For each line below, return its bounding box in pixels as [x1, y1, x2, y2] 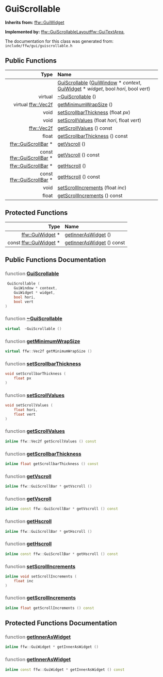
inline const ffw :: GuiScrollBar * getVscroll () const [5, 507, 118, 511]
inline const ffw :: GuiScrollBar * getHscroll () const [5, 551, 118, 557]
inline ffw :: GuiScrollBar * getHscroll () [5, 529, 92, 534]
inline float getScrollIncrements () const [5, 606, 95, 610]
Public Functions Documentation [5, 255, 106, 264]
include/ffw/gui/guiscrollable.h [5, 43, 73, 48]
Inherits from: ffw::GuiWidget [5, 19, 65, 25]
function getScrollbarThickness [5, 450, 81, 457]
